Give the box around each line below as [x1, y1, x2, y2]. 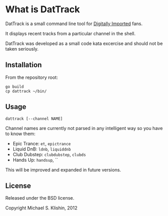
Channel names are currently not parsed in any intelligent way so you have [5, 125, 163, 131]
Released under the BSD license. [5, 195, 75, 201]
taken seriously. [5, 46, 39, 52]
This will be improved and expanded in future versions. [5, 166, 121, 172]
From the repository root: [5, 74, 58, 80]
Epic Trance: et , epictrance [12, 140, 71, 146]
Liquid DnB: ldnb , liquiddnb [12, 146, 71, 152]
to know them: [5, 131, 36, 137]
